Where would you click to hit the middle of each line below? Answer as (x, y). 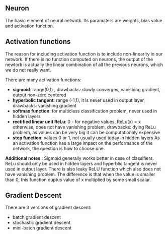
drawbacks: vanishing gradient (45, 105)
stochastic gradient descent (41, 223)
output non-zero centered (39, 95)
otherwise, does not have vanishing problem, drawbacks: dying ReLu (84, 127)
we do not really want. (28, 70)
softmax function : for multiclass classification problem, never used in (85, 111)
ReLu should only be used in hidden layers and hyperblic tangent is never (81, 163)
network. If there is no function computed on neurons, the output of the (79, 59)
